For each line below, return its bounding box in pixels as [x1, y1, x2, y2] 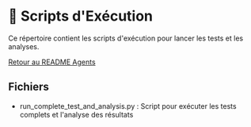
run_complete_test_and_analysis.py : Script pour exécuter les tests [19, 101, 237, 110]
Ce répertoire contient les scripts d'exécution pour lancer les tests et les [8, 33, 244, 43]
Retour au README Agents [8, 57, 97, 67]
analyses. [8, 41, 40, 51]
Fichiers [8, 80, 49, 94]
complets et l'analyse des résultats [19, 110, 134, 119]
